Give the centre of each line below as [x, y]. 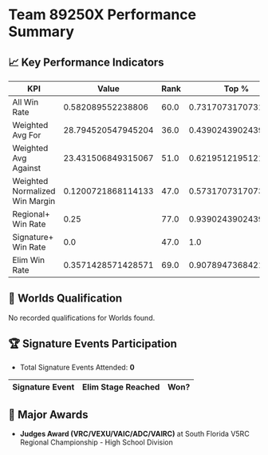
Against [27, 168]
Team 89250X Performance [102, 15]
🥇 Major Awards [48, 415]
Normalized [34, 191]
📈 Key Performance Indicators [87, 62]
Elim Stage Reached [121, 387]
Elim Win [29, 260]
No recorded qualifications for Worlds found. [82, 317]
